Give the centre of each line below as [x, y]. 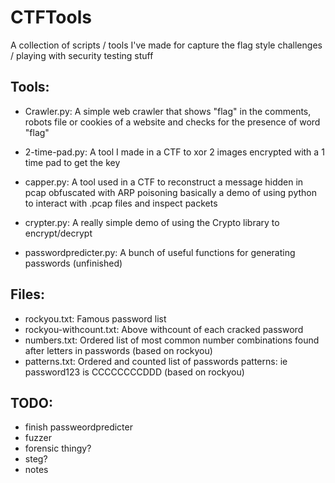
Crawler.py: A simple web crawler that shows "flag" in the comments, [168, 111]
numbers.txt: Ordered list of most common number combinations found [172, 340]
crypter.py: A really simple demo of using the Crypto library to [152, 222]
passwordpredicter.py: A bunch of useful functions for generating [160, 252]
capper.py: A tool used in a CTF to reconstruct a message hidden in [164, 182]
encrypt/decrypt [58, 233]
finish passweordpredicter [78, 427]
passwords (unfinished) [73, 263]
